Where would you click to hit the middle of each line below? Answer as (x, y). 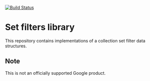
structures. (16, 46)
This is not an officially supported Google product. (56, 73)
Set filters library (40, 27)
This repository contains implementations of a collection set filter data (75, 40)
